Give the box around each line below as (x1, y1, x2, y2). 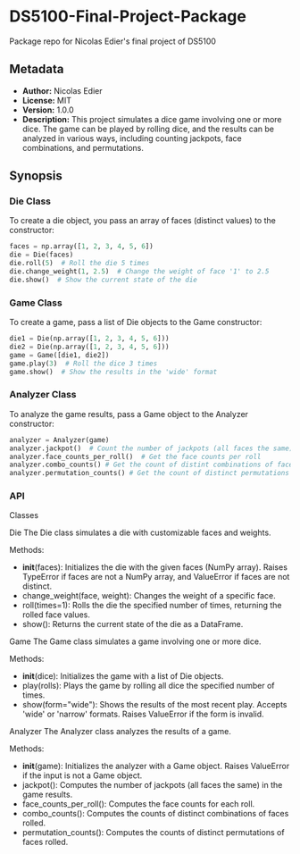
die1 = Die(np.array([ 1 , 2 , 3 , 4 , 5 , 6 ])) (9, 334, 170, 343)
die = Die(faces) (9, 250, 74, 260)
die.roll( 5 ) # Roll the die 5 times (9, 259, 150, 268)
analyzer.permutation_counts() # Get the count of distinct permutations (9, 469, 290, 478)
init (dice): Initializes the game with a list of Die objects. (21, 671, 224, 682)
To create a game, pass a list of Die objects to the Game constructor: (9, 317, 262, 328)
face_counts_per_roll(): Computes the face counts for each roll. (21, 799, 255, 809)
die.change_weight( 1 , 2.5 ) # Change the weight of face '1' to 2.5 (9, 267, 270, 276)
